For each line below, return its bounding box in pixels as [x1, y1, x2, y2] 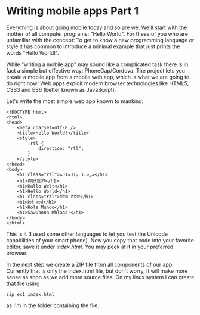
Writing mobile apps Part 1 [6, 4, 139, 18]
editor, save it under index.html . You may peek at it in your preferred [6, 243, 174, 250]
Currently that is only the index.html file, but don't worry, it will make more [6, 267, 188, 275]
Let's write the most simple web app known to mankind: [6, 97, 144, 105]
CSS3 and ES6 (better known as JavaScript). [6, 86, 116, 93]
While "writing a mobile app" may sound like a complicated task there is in [6, 61, 189, 68]
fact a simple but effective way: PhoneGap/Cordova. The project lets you [6, 67, 185, 74]
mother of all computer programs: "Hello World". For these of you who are [6, 30, 188, 37]
